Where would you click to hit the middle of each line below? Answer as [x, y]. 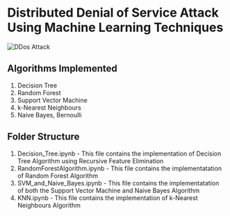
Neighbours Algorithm [49, 205]
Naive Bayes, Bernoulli [49, 115]
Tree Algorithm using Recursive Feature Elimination [90, 160]
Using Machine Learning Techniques [115, 27]
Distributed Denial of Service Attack [113, 13]
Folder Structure [43, 137]
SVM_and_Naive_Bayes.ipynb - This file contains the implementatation [118, 183]
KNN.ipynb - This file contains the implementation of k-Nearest [107, 198]
